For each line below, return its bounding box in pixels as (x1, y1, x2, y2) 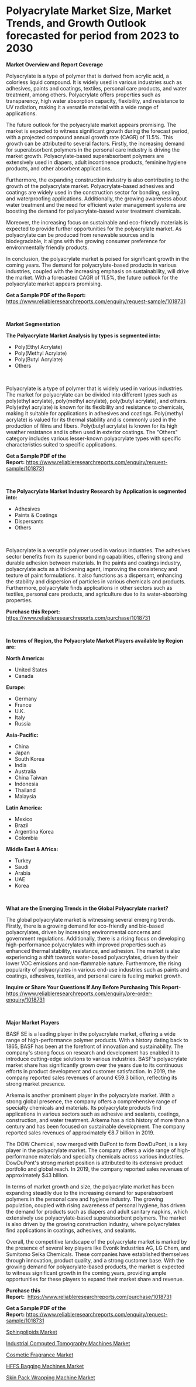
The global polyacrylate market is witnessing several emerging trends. (6, 916, 176, 923)
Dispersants (14, 518, 44, 525)
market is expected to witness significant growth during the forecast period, (6, 127, 189, 135)
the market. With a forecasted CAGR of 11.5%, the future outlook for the (6, 274, 178, 281)
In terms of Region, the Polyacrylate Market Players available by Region (6, 637, 183, 644)
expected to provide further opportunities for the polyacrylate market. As (6, 225, 182, 232)
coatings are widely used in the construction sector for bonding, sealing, (6, 189, 181, 196)
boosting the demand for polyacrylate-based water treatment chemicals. (6, 207, 181, 214)
